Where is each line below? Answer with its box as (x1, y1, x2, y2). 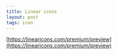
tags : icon (6, 20, 33, 25)
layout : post (6, 14, 39, 20)
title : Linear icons (6, 8, 58, 15)
